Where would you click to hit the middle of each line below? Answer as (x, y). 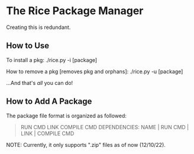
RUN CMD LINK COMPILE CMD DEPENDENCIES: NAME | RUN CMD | (105, 127)
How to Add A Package (49, 101)
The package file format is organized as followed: (67, 116)
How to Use (28, 46)
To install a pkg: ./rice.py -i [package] (52, 60)
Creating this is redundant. (38, 27)
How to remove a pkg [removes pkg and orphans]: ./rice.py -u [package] (95, 71)
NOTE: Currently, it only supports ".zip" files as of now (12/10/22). (86, 145)
